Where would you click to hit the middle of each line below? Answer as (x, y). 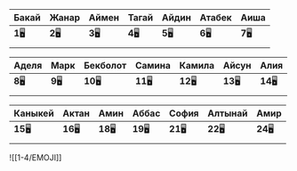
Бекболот (105, 65)
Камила (197, 65)
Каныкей (34, 113)
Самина (153, 65)
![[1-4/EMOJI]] (36, 158)
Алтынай (228, 113)
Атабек (216, 17)
